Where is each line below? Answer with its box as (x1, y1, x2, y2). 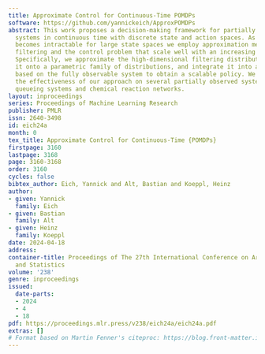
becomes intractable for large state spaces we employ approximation (15, 41, 248, 49)
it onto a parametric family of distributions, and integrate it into (15, 63, 252, 71)
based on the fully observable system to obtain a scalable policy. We (15, 70, 256, 78)
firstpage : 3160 (8, 143, 62, 151)
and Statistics (15, 261, 65, 269)
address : (8, 246, 37, 254)
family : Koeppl (15, 232, 65, 240)
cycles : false (8, 173, 55, 181)
